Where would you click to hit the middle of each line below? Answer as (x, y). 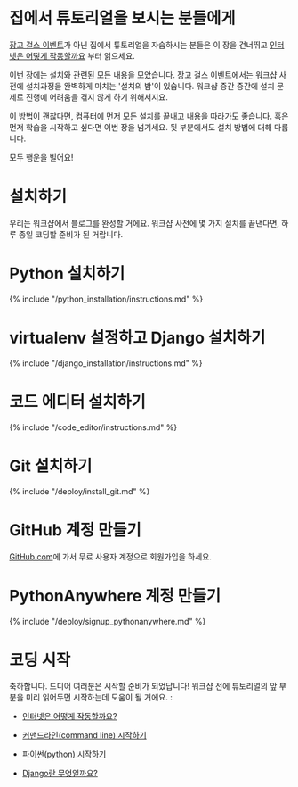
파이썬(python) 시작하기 (64, 754)
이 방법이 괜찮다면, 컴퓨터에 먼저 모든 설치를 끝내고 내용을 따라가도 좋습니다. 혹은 (149, 116)
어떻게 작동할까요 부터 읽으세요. (80, 55)
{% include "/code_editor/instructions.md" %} (93, 427)
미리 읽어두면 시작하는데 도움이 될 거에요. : (99, 698)
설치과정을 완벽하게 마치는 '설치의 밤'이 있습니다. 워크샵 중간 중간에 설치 (150, 86)
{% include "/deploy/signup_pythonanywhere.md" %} (108, 621)
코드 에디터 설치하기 (78, 402)
